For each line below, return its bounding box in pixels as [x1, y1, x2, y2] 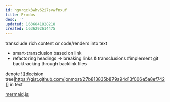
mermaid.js [5, 91, 29, 97]
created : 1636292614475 [5, 26, 56, 31]
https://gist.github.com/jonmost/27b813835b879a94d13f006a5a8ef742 [15, 76, 165, 82]
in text [10, 82, 23, 88]
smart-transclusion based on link [12, 50, 82, 56]
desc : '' [5, 17, 24, 22]
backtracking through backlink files [12, 61, 87, 67]
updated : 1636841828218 [5, 21, 56, 27]
